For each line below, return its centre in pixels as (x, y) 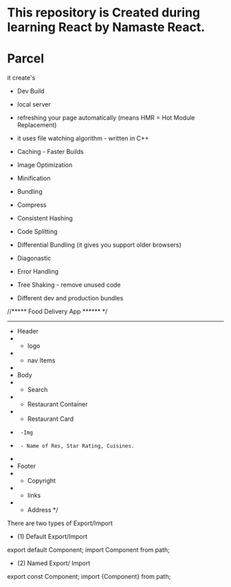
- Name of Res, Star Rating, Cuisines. (77, 446)
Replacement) (37, 125)
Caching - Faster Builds (50, 152)
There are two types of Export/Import (60, 523)
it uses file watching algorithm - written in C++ (83, 138)
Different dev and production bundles (70, 298)
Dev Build (31, 91)
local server (34, 104)
